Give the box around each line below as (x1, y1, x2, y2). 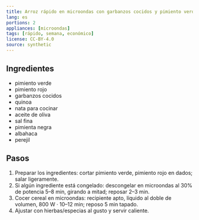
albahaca (14, 130, 37, 137)
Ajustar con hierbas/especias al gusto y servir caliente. (14, 207, 149, 214)
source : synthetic (6, 42, 52, 48)
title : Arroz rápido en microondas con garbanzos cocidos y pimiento (6, 8, 182, 15)
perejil (14, 136, 30, 143)
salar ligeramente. (14, 176, 59, 183)
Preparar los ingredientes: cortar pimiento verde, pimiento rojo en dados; (14, 169, 193, 176)
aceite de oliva (14, 111, 51, 118)
